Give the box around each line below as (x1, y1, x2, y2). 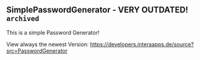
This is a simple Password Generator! (6, 28, 100, 36)
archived (6, 15, 40, 23)
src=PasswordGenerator (6, 47, 68, 54)
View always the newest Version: (6, 41, 89, 48)
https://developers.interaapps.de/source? (90, 41, 195, 48)
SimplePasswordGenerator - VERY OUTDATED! (6, 5, 188, 15)
